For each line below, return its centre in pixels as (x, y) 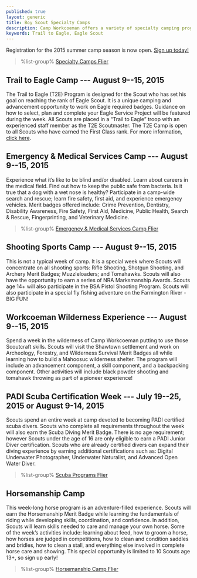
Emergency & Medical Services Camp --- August (97, 156)
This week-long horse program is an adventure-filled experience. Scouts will (98, 507)
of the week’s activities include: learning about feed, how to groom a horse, (97, 532)
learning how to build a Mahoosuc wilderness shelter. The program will (92, 359)
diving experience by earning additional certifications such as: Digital (89, 451)
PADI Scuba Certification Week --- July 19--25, (94, 397)
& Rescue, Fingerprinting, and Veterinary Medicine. (68, 217)
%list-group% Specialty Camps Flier (64, 62)
